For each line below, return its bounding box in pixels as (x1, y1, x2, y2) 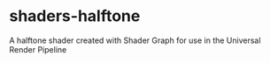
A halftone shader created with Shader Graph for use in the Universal (9, 35, 261, 45)
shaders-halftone (9, 6, 141, 26)
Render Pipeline (9, 44, 67, 54)
